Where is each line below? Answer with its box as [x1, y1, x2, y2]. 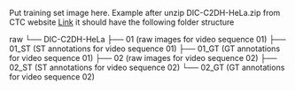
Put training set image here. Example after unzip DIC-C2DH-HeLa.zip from [9, 8, 281, 18]
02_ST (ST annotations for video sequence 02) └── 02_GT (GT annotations [9, 62, 285, 72]
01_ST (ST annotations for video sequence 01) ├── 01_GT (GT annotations [9, 43, 281, 54]
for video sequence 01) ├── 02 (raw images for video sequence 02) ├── [9, 53, 277, 63]
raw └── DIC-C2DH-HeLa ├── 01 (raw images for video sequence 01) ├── [9, 34, 286, 44]
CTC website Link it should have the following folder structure [9, 17, 235, 27]
